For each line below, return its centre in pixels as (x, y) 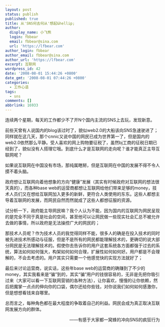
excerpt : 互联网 (21, 64)
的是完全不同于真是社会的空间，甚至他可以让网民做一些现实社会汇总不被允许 (82, 217)
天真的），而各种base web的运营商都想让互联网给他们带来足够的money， (79, 188)
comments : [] (18, 101)
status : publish (22, 14)
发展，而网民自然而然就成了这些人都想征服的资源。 (82, 200)
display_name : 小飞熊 (30, 32)
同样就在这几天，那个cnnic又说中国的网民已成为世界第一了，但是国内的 (77, 136)
